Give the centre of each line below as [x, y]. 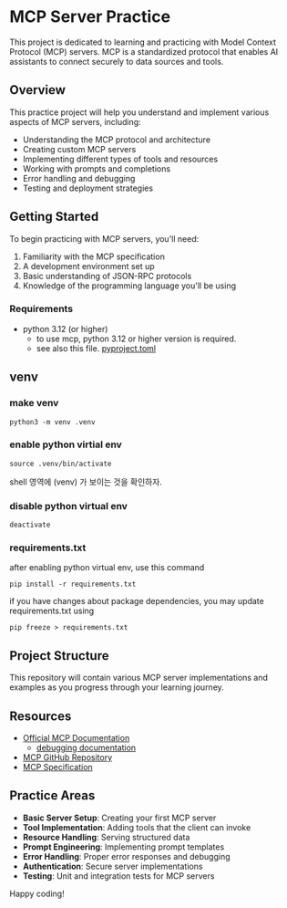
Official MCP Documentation [76, 738]
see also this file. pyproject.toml [96, 348]
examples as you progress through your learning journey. [117, 687]
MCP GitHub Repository [67, 757]
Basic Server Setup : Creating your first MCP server [119, 818]
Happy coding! [37, 893]
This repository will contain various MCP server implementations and [139, 678]
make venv [34, 403]
